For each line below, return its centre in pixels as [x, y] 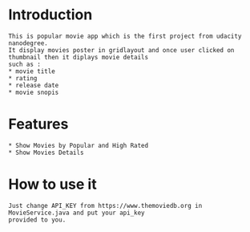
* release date [34, 85]
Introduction [50, 15]
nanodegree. [28, 43]
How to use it [53, 184]
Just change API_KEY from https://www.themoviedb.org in [105, 206]
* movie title [32, 71]
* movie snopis [34, 92]
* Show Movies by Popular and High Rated [79, 145]
